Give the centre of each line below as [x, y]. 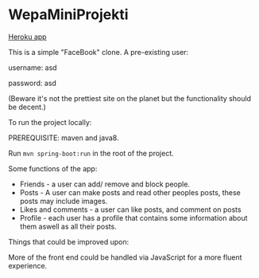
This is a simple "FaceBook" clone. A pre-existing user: [99, 52]
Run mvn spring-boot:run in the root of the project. [91, 153]
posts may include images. [64, 201]
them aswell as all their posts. [68, 226]
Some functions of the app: [53, 168]
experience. [28, 265]
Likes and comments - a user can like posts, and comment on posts [130, 209]
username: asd [33, 67]
